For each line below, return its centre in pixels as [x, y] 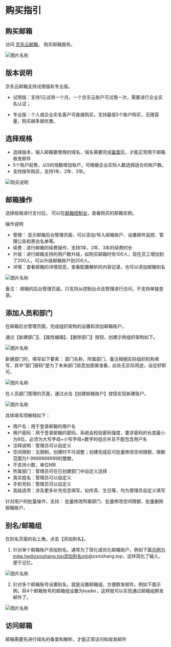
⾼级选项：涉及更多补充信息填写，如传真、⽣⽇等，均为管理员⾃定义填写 [89, 491]
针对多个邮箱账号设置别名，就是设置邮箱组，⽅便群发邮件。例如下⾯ [84, 584]
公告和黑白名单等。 [37, 241]
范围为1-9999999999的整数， [44, 458]
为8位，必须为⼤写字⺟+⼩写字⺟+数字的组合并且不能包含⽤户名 [80, 439]
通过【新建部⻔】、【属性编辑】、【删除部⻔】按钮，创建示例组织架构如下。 [81, 337]
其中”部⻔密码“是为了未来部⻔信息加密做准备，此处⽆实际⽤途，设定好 [88, 365]
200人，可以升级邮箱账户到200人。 [55, 261]
